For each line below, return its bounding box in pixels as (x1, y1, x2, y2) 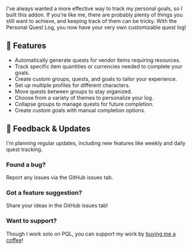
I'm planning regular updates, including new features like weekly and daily (6, 139, 186, 146)
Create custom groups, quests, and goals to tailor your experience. (14, 75, 178, 82)
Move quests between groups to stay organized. (14, 88, 133, 95)
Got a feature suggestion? (6, 188, 82, 196)
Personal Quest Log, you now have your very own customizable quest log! (6, 24, 187, 31)
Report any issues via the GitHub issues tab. (6, 173, 114, 181)
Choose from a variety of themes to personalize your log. (14, 94, 154, 101)
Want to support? (6, 217, 57, 225)
